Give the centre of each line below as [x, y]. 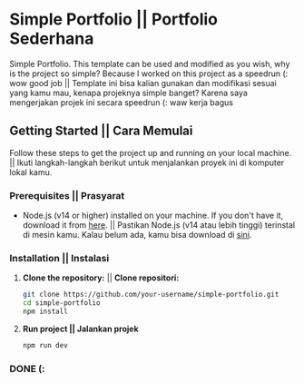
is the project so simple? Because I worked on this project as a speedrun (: [149, 74]
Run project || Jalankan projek [80, 329]
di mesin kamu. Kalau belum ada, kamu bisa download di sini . [137, 235]
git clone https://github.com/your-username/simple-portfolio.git [151, 295]
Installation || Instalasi [59, 258]
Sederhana [52, 39]
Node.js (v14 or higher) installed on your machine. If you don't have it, [153, 216]
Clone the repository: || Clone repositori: [101, 278]
